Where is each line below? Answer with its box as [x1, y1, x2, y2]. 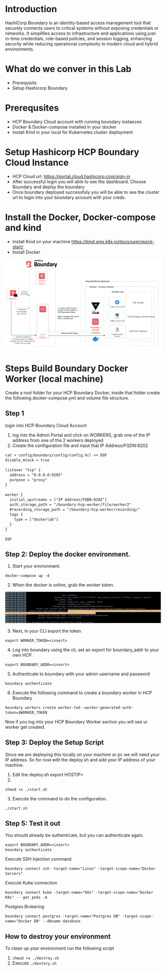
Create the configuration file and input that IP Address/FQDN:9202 [12, 442, 148, 448]
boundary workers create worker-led [5, 705, 81, 710]
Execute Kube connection [5, 880, 58, 886]
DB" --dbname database [34, 919, 81, 924]
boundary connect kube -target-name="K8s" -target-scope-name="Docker [5, 890, 154, 895]
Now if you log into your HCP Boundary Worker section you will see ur [5, 718, 148, 725]
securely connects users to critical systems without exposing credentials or [5, 25, 159, 31]
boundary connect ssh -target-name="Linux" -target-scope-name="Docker [5, 866, 156, 871]
